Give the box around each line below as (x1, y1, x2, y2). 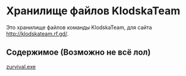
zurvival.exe (6, 63, 36, 70)
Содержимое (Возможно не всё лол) (6, 47, 151, 58)
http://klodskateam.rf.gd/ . (6, 30, 69, 37)
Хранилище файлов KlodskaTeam (6, 4, 181, 18)
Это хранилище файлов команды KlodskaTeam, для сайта (6, 24, 153, 31)
